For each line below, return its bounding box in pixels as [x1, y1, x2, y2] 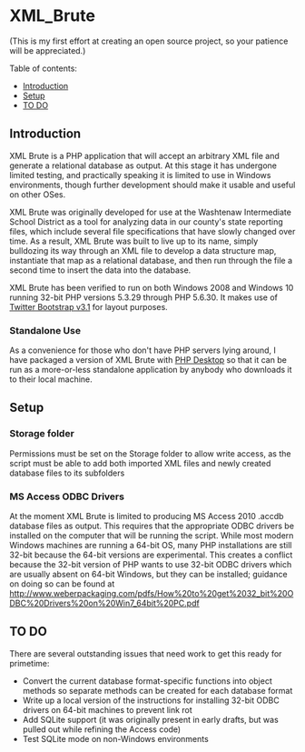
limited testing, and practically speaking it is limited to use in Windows [9, 169, 271, 180]
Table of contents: [9, 63, 77, 74]
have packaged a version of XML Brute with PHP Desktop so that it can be [9, 355, 288, 366]
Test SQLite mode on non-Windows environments [22, 733, 209, 744]
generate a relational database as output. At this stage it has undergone [9, 160, 277, 171]
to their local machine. [9, 374, 93, 385]
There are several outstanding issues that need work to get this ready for [9, 647, 282, 659]
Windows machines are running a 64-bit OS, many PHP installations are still [9, 540, 292, 551]
